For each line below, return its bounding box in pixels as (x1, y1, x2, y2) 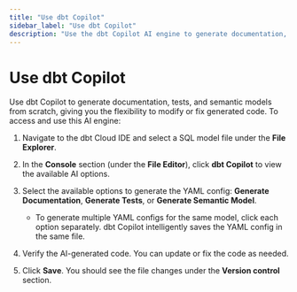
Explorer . (21, 142, 58, 153)
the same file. (35, 231, 86, 242)
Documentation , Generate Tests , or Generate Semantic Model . (21, 196, 257, 206)
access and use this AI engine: (9, 116, 121, 127)
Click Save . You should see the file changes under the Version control (21, 265, 281, 276)
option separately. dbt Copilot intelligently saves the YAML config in (35, 222, 283, 233)
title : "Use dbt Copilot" (9, 12, 105, 22)
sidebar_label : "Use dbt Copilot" (9, 21, 137, 30)
